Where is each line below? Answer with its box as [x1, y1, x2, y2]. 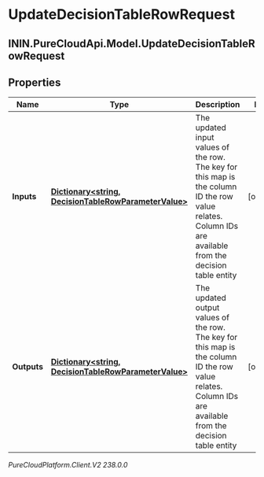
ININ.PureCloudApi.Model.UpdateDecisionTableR [8, 37, 255, 50]
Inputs [12, 191, 37, 202]
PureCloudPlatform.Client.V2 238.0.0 [8, 460, 128, 470]
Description [195, 99, 240, 110]
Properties [8, 76, 61, 89]
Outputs [12, 361, 43, 372]
